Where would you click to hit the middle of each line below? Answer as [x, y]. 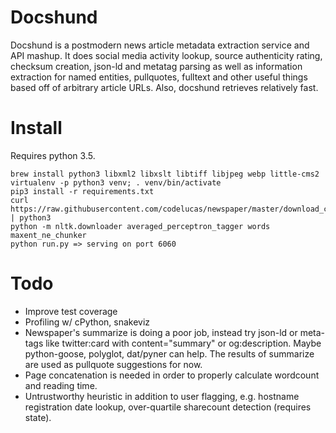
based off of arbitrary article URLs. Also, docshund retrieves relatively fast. [164, 87]
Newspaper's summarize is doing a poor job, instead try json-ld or [161, 332]
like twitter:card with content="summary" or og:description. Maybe [183, 343]
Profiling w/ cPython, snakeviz [87, 322]
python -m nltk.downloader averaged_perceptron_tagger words [140, 226]
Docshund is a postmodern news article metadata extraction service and [160, 45]
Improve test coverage [71, 311]
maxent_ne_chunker [48, 235]
